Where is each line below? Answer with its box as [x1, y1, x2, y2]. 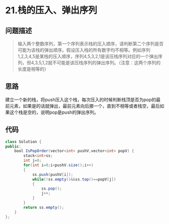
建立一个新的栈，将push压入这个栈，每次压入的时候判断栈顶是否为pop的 [5, 97, 156, 103]
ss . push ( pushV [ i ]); [32, 172, 73, 177]
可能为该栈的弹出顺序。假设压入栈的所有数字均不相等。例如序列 [17, 47, 150, 53]
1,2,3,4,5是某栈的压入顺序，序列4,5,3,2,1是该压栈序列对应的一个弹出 [17, 54, 158, 59]
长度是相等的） [17, 66, 49, 72]
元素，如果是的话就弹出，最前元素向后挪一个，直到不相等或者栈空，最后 [9, 103, 160, 109]
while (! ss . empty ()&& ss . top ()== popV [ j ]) [32, 176, 116, 182]
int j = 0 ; [23, 158, 42, 163]
